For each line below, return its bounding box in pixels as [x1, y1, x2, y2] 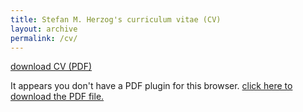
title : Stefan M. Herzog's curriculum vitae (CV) [10, 14, 222, 25]
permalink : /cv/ [10, 33, 78, 43]
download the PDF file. [10, 91, 105, 103]
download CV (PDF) [10, 61, 93, 73]
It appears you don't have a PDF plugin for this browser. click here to [10, 80, 293, 92]
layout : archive [10, 24, 78, 34]
